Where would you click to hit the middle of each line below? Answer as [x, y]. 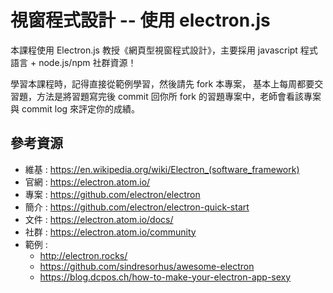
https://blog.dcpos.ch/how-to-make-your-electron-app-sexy [165, 277]
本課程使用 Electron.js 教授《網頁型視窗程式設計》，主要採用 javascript [154, 50]
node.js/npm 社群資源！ [87, 62]
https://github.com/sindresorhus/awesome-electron [147, 266]
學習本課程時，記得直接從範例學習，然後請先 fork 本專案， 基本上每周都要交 [167, 83]
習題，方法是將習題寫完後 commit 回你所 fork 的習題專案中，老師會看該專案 [166, 96]
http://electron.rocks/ [83, 255]
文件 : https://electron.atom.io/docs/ [99, 219]
